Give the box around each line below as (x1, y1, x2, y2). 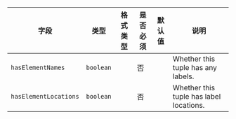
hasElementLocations (11, 92, 79, 100)
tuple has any (172, 63, 218, 72)
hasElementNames (11, 64, 65, 71)
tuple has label (172, 92, 221, 101)
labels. (172, 71, 195, 81)
